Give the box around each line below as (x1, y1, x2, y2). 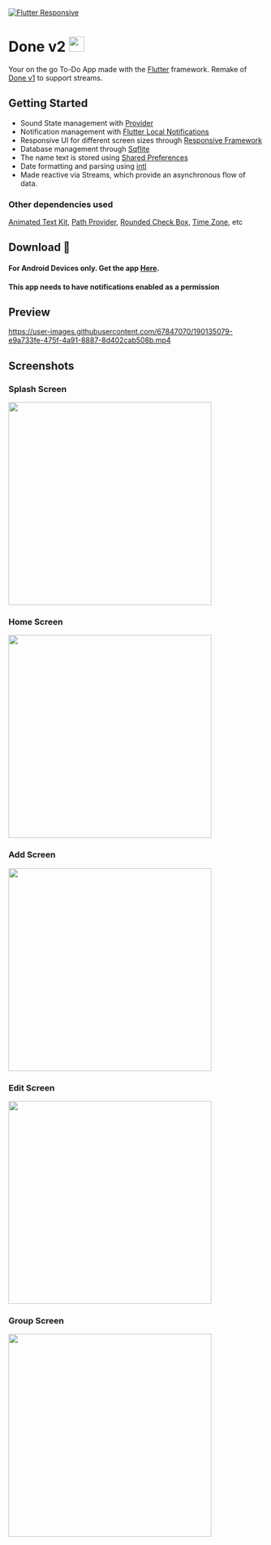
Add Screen (8, 849, 56, 860)
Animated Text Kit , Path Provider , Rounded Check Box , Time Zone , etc (8, 217, 243, 227)
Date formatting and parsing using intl (19, 161, 147, 170)
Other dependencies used (8, 199, 114, 210)
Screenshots (8, 359, 75, 372)
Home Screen (8, 617, 63, 628)
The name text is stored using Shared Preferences (19, 153, 188, 162)
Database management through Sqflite (19, 144, 150, 153)
